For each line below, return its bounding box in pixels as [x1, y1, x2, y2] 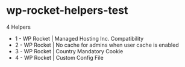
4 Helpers [6, 23, 31, 31]
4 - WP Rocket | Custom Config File [14, 54, 104, 61]
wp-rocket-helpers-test [6, 4, 128, 17]
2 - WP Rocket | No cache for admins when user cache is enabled [14, 41, 179, 48]
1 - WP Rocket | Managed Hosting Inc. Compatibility [14, 35, 144, 42]
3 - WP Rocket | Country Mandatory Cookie [14, 47, 124, 54]
